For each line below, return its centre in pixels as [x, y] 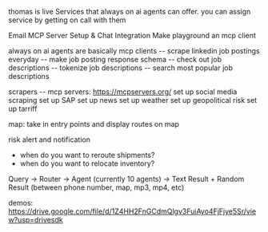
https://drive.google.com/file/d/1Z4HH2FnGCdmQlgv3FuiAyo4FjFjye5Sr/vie [132, 211]
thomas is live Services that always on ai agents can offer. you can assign [130, 12]
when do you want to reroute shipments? [87, 155]
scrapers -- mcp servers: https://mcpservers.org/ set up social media [123, 92]
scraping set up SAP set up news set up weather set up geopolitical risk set [133, 100]
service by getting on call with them [67, 20]
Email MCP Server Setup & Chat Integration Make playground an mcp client [132, 35]
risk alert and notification [49, 140]
